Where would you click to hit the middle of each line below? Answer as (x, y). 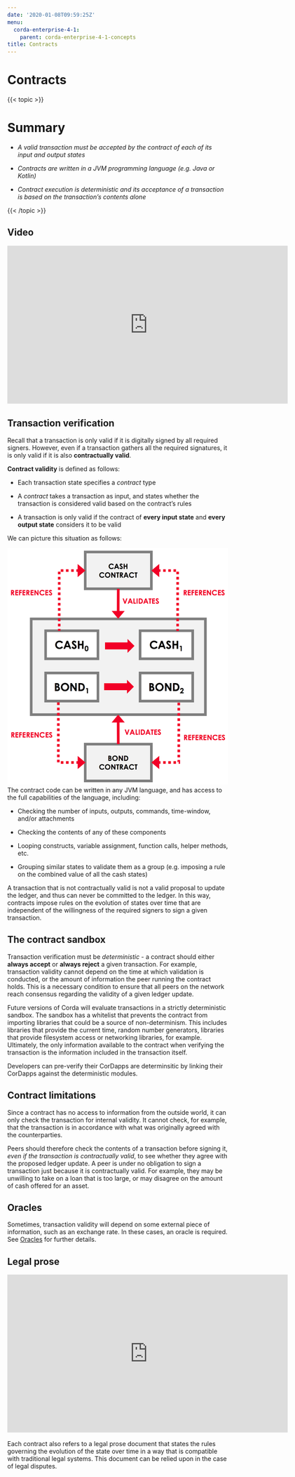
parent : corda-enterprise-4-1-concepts (78, 37)
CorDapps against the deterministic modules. (73, 1073)
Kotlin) (27, 176)
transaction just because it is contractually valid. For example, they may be (115, 1171)
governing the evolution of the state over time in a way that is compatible (112, 1451)
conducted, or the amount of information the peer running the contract (109, 979)
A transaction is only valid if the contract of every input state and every (121, 517)
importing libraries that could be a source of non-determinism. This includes (117, 1022)
